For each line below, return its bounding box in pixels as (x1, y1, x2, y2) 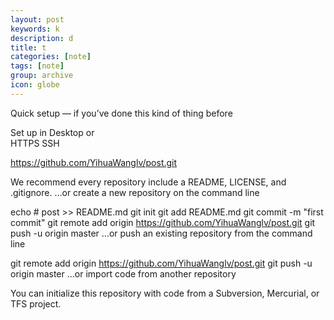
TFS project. (10, 297, 62, 310)
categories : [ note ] (10, 52, 92, 62)
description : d (10, 33, 74, 43)
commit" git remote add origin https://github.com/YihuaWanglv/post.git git (10, 216, 316, 228)
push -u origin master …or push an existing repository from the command (10, 227, 313, 239)
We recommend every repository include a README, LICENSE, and (10, 176, 287, 188)
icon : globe (10, 80, 60, 90)
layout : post (10, 14, 65, 25)
